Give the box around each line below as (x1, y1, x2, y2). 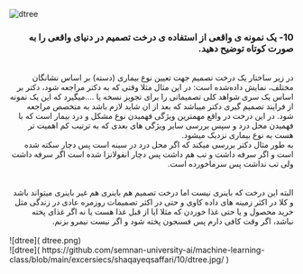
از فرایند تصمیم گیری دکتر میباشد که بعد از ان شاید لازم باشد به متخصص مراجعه (26, 101, 294, 112)
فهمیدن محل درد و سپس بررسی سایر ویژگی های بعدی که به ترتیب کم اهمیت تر (28, 120, 294, 131)
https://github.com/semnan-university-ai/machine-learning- (41, 244, 265, 256)
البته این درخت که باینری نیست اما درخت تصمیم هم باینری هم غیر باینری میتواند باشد (13, 187, 294, 198)
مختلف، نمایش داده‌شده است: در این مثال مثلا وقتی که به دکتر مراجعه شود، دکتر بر (16, 82, 294, 93)
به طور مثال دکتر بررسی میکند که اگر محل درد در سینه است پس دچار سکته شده (23, 140, 294, 151)
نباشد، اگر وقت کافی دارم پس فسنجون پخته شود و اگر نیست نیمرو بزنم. (51, 216, 294, 227)
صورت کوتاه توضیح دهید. (197, 41, 294, 54)
